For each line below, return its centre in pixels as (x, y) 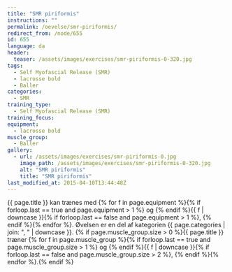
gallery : (20, 150)
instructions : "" (32, 20)
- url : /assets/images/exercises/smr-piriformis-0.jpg (95, 157)
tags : (15, 66)
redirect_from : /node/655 (45, 33)
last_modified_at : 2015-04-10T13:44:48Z (67, 182)
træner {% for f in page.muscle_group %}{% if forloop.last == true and (109, 240)
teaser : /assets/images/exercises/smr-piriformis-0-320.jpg (103, 59)
